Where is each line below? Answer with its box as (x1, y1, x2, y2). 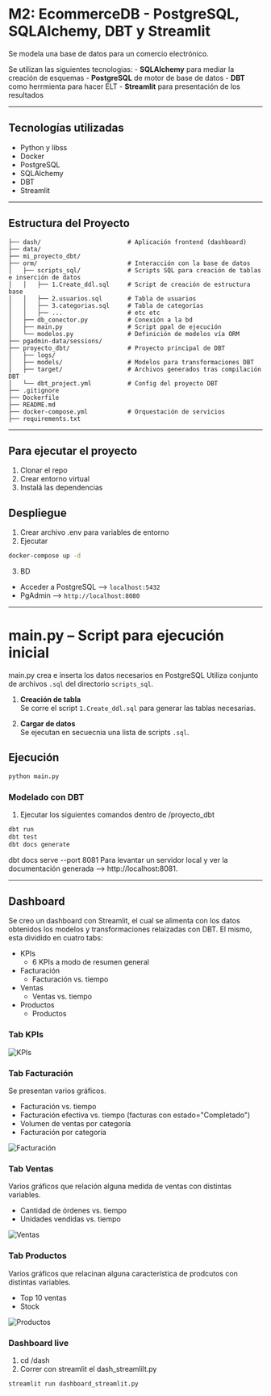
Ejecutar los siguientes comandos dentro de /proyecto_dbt (19, 809, 215, 819)
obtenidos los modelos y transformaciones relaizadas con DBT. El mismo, (8, 924, 252, 934)
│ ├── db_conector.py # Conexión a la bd (8, 316, 194, 324)
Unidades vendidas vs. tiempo (19, 1214, 121, 1224)
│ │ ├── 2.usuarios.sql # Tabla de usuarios (8, 294, 197, 303)
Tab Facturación (8, 1067, 74, 1079)
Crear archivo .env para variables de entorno (19, 528, 169, 537)
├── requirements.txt (8, 414, 81, 423)
